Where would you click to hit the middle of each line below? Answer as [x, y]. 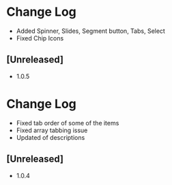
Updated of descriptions [51, 137]
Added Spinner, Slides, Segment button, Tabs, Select [90, 31]
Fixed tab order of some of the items [68, 123]
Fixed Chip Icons [40, 38]
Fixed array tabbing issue [52, 130]
